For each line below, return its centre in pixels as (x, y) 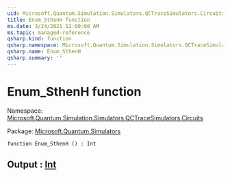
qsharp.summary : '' (35, 58)
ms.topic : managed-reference (49, 32)
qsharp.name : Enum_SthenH (44, 52)
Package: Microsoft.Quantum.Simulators (64, 131)
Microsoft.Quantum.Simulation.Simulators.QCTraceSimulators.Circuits (105, 118)
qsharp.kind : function (39, 39)
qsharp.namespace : (33, 45)
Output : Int (32, 165)
